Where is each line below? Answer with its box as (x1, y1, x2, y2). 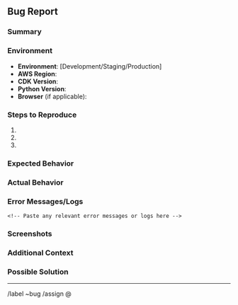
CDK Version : (17, 77, 59, 86)
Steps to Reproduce (7, 110, 77, 120)
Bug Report (7, 6, 59, 18)
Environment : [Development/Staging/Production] (17, 62, 162, 70)
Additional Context (7, 248, 74, 258)
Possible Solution (7, 267, 69, 277)
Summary (7, 27, 42, 37)
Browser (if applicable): (17, 92, 87, 100)
